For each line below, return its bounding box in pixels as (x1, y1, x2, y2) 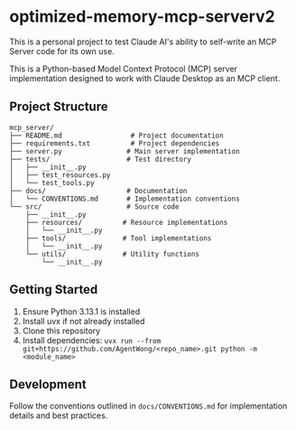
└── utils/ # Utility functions (25, 249, 200, 258)
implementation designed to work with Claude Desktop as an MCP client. (9, 72, 281, 83)
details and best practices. (9, 410, 108, 421)
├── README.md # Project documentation (9, 131, 224, 140)
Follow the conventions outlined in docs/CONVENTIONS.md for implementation (9, 400, 288, 412)
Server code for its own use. (9, 45, 115, 56)
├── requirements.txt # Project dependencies (9, 138, 220, 148)
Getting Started (9, 282, 98, 297)
